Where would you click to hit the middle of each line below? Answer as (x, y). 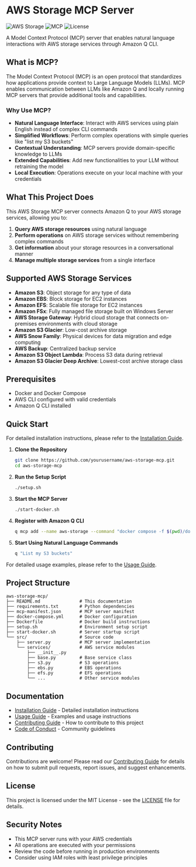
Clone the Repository (41, 450)
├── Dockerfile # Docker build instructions (78, 622)
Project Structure (38, 583)
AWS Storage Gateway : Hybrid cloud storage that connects (87, 317)
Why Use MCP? (29, 110)
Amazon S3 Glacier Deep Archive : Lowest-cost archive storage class (99, 361)
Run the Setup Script (40, 477)
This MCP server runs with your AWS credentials (73, 839)
